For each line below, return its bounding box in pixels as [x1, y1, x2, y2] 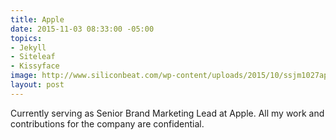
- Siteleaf [10, 52, 56, 62]
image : [10, 71, 38, 81]
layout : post [10, 80, 65, 90]
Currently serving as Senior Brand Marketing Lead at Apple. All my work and [10, 107, 325, 119]
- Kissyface [10, 61, 60, 71]
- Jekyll [10, 42, 47, 53]
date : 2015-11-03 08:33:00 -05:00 [10, 24, 155, 34]
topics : [10, 33, 43, 43]
